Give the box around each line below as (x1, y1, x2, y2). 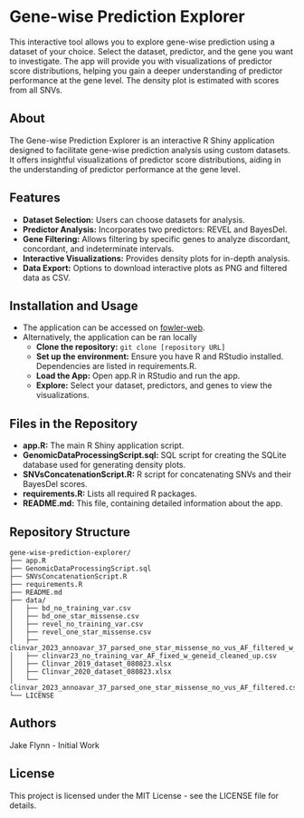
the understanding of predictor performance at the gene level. (9, 163, 242, 174)
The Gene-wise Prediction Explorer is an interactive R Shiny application (9, 134, 275, 146)
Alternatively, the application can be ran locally (22, 332, 197, 343)
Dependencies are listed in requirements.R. (35, 361, 197, 372)
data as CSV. (22, 272, 71, 283)
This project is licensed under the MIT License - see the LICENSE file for (9, 790, 279, 801)
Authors (9, 716, 57, 731)
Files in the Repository (9, 415, 138, 432)
